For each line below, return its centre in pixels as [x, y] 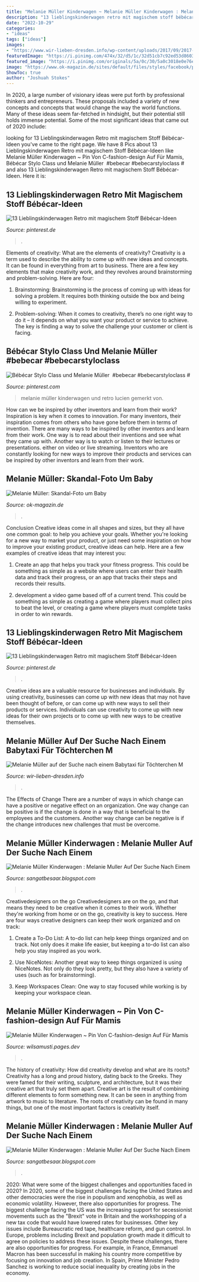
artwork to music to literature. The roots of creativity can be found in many [97, 1101]
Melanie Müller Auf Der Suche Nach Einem [86, 741]
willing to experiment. [41, 302]
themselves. [21, 722]
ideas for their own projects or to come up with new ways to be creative [94, 716]
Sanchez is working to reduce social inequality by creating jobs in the [91, 1267]
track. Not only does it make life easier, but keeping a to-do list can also [102, 944]
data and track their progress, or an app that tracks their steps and [96, 577]
